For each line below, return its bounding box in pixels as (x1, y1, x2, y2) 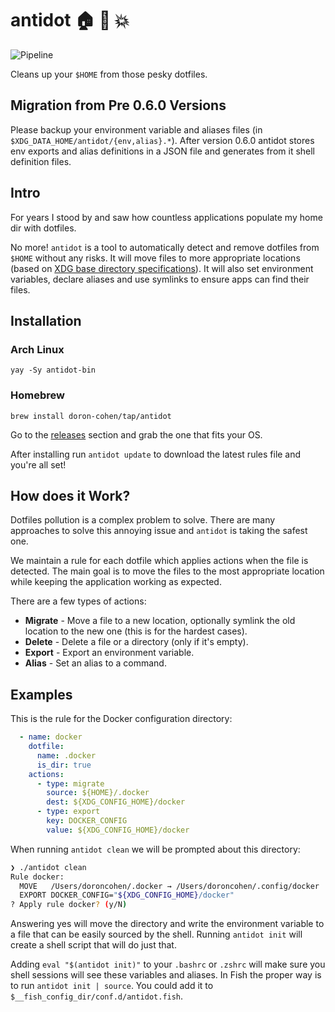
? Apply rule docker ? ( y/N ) (10, 900, 128, 910)
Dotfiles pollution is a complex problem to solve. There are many (10, 514, 276, 526)
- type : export (36, 807, 101, 817)
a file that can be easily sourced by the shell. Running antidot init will (10, 928, 303, 941)
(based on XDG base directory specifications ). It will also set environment (10, 262, 314, 274)
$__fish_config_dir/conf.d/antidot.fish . (10, 990, 184, 1002)
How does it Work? (10, 487, 131, 504)
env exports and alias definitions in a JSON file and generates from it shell (10, 145, 316, 157)
